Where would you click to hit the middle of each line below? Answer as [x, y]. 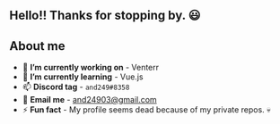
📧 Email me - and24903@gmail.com [89, 100]
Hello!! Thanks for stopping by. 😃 [105, 16]
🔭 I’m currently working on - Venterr [91, 68]
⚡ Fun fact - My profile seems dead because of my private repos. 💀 [146, 110]
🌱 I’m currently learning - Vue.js [83, 77]
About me [37, 46]
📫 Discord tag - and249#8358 [76, 87]
